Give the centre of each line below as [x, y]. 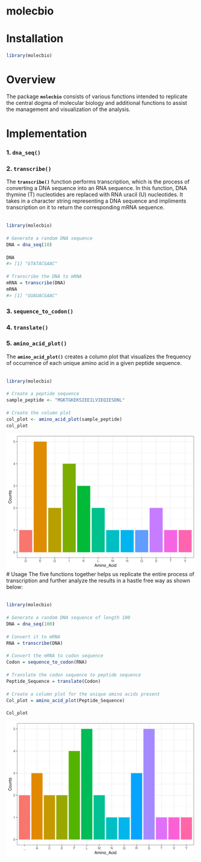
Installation [35, 39]
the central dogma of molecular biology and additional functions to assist [97, 103]
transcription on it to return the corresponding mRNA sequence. [85, 208]
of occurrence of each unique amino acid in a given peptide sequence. [94, 363]
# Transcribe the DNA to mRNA [44, 277]
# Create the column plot [39, 413]
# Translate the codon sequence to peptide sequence [74, 675]
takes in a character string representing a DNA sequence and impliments [96, 201]
